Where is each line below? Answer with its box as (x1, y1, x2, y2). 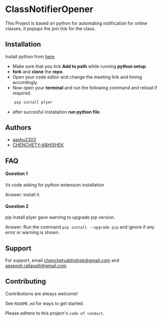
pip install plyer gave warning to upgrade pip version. (5, 214, 115, 220)
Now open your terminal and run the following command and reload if (12, 85, 157, 91)
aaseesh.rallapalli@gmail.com (5, 263, 67, 269)
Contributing (5, 277, 46, 286)
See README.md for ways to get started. (5, 300, 84, 306)
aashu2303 (12, 137, 37, 143)
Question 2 (5, 203, 29, 209)
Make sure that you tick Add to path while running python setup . (12, 63, 147, 69)
